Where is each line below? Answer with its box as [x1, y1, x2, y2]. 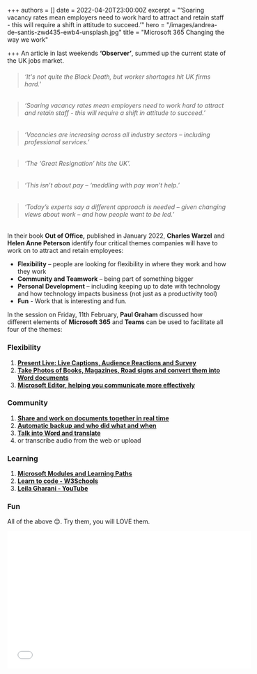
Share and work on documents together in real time [17, 414, 169, 422]
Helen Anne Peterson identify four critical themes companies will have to [7, 239, 218, 247]
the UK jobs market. [7, 56, 65, 65]
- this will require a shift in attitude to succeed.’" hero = [7, 21, 165, 29]
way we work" [7, 36, 49, 44]
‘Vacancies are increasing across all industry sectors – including [24, 130, 210, 139]
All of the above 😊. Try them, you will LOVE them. [7, 517, 150, 526]
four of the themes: [7, 325, 63, 334]
